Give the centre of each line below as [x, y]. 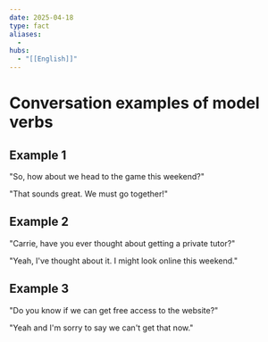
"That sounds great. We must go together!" [88, 194]
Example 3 [39, 289]
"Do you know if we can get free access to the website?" [114, 310]
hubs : [19, 51]
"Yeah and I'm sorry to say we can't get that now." [101, 328]
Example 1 [38, 155]
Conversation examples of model [135, 103]
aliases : [25, 34]
